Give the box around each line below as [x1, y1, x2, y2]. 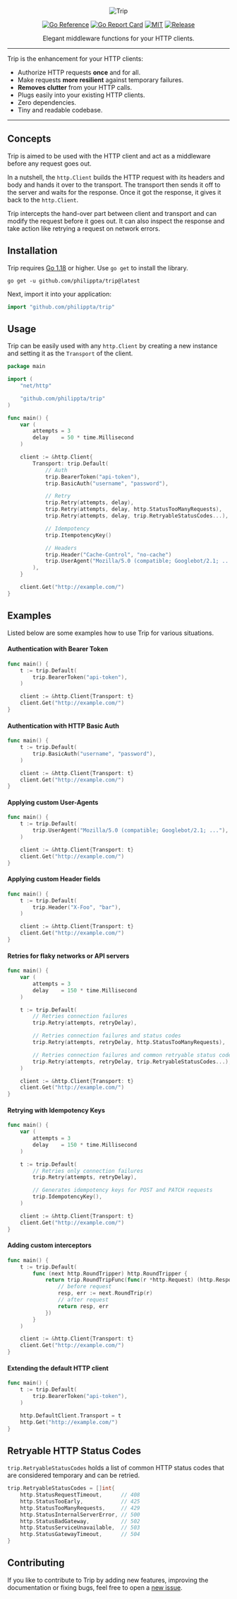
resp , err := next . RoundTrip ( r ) [57, 1290, 153, 1297]
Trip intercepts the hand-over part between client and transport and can [7, 209, 217, 217]
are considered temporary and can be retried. [7, 1471, 140, 1479]
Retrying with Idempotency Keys [7, 1106, 106, 1114]
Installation [7, 245, 58, 257]
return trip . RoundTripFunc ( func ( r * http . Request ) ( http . [44, 1276, 217, 1284]
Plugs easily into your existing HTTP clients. [17, 91, 145, 99]
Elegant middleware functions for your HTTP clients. [42, 34, 195, 42]
